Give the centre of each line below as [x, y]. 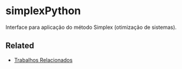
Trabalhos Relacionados [43, 60]
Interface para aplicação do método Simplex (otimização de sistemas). [91, 27]
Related [20, 46]
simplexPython [43, 11]
